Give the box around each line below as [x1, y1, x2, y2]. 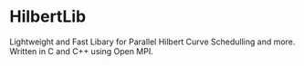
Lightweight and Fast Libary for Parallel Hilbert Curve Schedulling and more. [9, 36, 296, 47]
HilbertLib [9, 6, 87, 27]
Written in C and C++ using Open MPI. [9, 45, 153, 56]
